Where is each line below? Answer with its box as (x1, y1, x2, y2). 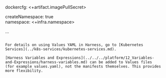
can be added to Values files (89, 60, 153, 65)
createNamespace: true (5, 14, 54, 19)
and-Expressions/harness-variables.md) (5, 60, 88, 65)
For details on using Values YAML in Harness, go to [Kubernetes (5, 42, 143, 47)
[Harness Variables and (5, 55, 55, 60)
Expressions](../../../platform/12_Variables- (56, 55, 155, 60)
